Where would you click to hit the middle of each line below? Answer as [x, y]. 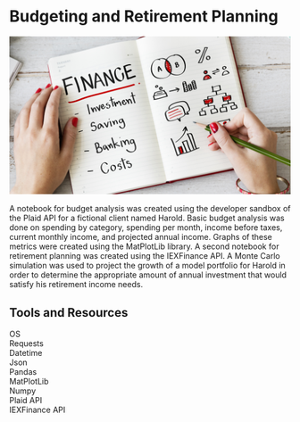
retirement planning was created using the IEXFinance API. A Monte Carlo [145, 256]
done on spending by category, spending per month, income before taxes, [146, 228]
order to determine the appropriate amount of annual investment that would [148, 275]
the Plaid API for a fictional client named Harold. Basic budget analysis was [147, 218]
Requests [27, 343]
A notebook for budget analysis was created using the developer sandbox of [150, 209]
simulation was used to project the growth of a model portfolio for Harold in [147, 266]
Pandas [23, 372]
